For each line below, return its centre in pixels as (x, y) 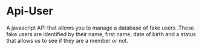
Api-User (30, 11)
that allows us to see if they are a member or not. (67, 40)
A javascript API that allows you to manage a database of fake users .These (100, 28)
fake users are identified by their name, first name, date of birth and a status (101, 34)
